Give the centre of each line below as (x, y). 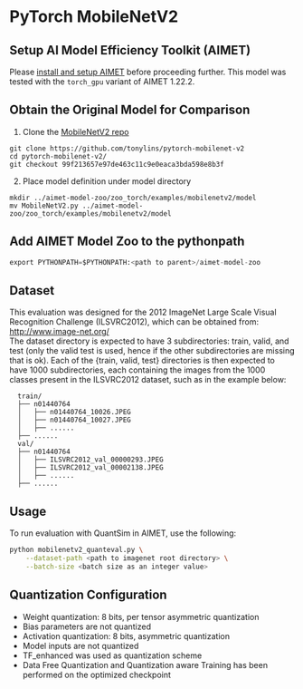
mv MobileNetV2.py (44, 206)
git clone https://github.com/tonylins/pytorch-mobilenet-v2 (127, 148)
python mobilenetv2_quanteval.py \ (76, 550)
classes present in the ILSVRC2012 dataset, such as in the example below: (148, 380)
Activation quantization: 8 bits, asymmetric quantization (126, 636)
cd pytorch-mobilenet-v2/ (58, 156)
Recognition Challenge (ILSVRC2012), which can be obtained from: (134, 322)
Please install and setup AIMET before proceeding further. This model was (148, 72)
